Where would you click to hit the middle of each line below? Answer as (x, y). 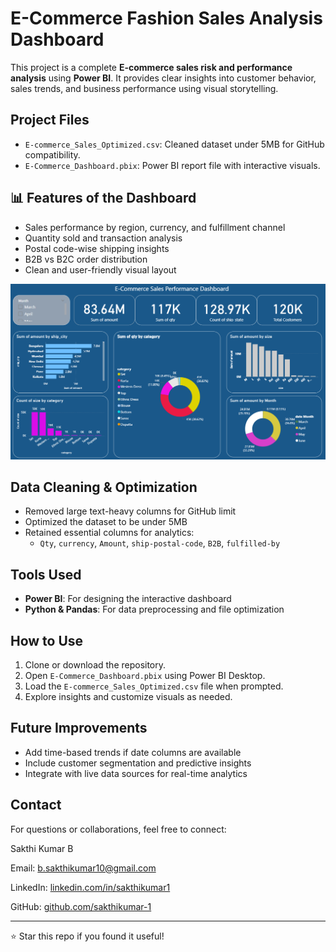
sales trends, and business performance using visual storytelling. (144, 88)
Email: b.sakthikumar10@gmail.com (83, 868)
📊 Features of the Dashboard (103, 198)
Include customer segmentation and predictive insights (138, 763)
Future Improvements (79, 728)
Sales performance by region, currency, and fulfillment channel (155, 227)
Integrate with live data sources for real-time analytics (136, 773)
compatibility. (52, 154)
